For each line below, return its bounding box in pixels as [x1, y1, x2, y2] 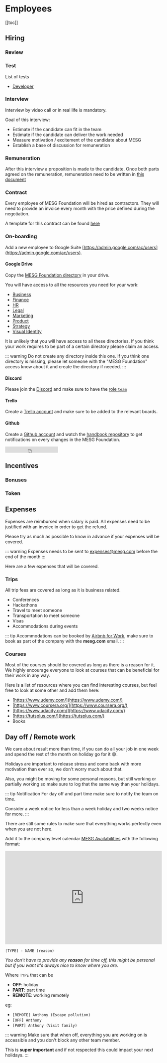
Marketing [12, 312, 34, 318]
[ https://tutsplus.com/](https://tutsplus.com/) [12, 713, 105, 719]
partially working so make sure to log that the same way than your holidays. [5, 781, 160, 787]
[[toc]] [5, 19, 18, 25]
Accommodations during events [12, 623, 78, 629]
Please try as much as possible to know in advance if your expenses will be [5, 533, 160, 539]
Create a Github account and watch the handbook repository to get [5, 431, 143, 437]
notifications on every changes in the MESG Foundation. [5, 437, 120, 443]
